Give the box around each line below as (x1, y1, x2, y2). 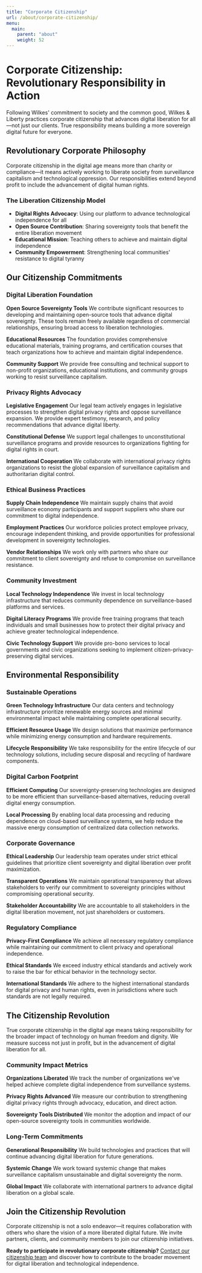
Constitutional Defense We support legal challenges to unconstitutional (6, 433, 185, 440)
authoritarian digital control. (6, 471, 75, 478)
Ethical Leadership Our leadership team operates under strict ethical (6, 852, 178, 860)
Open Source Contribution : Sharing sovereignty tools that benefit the (14, 223, 189, 230)
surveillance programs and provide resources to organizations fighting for (6, 440, 190, 447)
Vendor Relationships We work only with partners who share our (6, 549, 169, 556)
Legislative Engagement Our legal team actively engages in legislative (6, 402, 182, 409)
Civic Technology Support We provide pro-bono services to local (6, 640, 170, 647)
